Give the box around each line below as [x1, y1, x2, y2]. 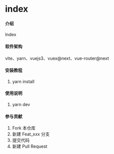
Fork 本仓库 [12, 125, 36, 131]
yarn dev [12, 102, 30, 107]
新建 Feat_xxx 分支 [12, 131, 50, 137]
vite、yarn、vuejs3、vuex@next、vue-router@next [5, 55, 109, 61]
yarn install [12, 78, 35, 84]
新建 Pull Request [12, 143, 47, 150]
